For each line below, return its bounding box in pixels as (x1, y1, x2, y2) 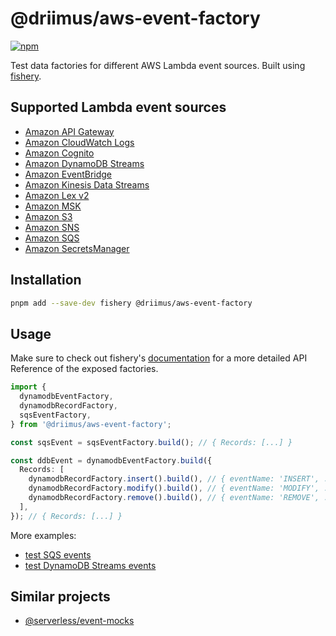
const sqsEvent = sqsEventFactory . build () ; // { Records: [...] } (10, 437, 293, 447)
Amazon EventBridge (24, 168, 113, 180)
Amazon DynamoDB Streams (24, 157, 145, 169)
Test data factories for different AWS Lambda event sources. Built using (10, 59, 306, 71)
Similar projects (10, 588, 111, 606)
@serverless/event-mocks (24, 615, 135, 627)
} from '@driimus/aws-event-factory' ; (10, 419, 172, 429)
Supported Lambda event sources (10, 99, 227, 116)
